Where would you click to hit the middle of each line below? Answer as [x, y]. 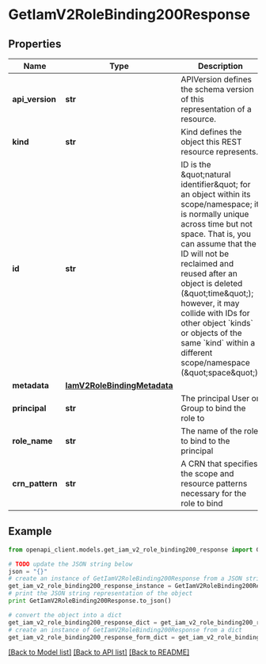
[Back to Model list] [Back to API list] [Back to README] [99, 652]
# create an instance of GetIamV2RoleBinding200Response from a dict [125, 630]
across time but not [217, 224]
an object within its [216, 194]
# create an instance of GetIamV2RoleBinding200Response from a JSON [125, 579]
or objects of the [212, 333]
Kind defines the [211, 132]
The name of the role [220, 431]
